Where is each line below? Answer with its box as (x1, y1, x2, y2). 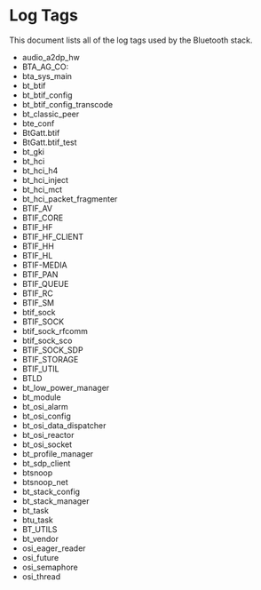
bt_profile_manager (21, 448, 94, 458)
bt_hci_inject (21, 174, 69, 185)
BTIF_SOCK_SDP (21, 344, 83, 355)
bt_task (21, 505, 49, 515)
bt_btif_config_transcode (21, 99, 114, 109)
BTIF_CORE (21, 212, 64, 223)
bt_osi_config (21, 411, 71, 421)
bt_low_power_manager (21, 382, 110, 393)
